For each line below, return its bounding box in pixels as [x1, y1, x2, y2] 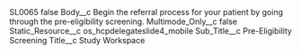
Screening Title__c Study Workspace [9, 35, 146, 45]
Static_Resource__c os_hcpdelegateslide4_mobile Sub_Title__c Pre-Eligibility [9, 26, 292, 36]
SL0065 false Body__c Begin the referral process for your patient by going [9, 7, 283, 17]
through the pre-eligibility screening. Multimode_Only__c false [9, 16, 238, 27]
